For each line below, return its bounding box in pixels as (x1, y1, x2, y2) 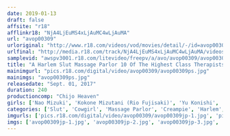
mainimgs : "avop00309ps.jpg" (7, 73, 90, 81)
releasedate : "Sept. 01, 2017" (7, 80, 97, 87)
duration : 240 (7, 87, 48, 93)
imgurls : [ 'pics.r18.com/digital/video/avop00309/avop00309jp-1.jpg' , (7, 112, 213, 119)
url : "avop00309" (7, 36, 57, 43)
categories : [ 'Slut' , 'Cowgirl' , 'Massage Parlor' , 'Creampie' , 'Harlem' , (7, 106, 225, 113)
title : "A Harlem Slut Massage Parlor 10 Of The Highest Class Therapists (7, 61, 225, 68)
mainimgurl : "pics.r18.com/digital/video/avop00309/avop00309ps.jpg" (7, 67, 210, 74)
